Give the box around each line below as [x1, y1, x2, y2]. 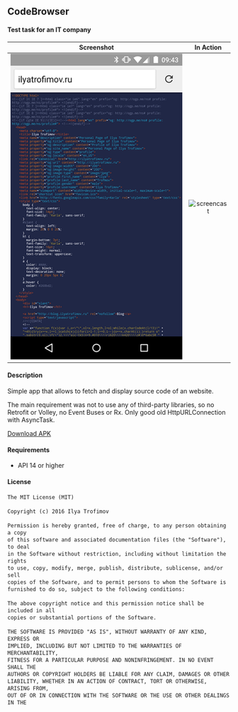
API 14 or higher [17, 461, 65, 470]
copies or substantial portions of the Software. [7, 614, 157, 621]
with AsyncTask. [7, 415, 55, 424]
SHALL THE [7, 664, 37, 671]
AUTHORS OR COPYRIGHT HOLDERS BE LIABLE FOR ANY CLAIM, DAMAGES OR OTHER [7, 671, 230, 678]
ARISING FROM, [7, 685, 50, 692]
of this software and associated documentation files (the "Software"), [7, 536, 227, 544]
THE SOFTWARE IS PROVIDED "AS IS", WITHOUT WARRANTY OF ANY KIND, [7, 628, 208, 636]
